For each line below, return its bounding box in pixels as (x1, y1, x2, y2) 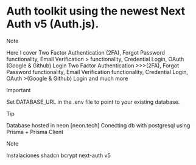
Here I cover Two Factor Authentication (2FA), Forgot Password (6, 49, 166, 56)
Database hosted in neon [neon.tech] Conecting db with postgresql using (6, 121, 191, 129)
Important (6, 86, 31, 93)
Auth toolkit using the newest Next (6, 4, 186, 18)
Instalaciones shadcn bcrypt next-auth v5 (6, 152, 111, 159)
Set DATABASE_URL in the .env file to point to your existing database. (6, 98, 180, 106)
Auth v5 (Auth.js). (6, 17, 99, 31)
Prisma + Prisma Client (6, 128, 64, 135)
